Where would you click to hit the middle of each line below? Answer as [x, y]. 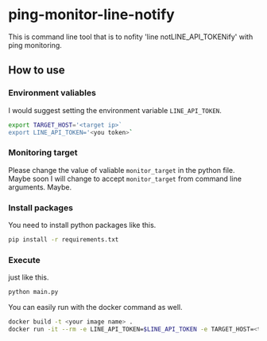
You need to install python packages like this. [82, 225]
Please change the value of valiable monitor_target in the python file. [122, 170]
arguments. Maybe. [40, 187]
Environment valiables [52, 93]
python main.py [33, 292]
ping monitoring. [35, 45]
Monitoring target [43, 153]
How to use [37, 71]
